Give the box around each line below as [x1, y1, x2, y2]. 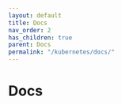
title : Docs [8, 19, 48, 27]
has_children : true [8, 33, 73, 42]
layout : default [8, 11, 62, 20]
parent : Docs [8, 41, 51, 49]
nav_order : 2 [8, 26, 51, 34]
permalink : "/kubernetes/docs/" [8, 48, 115, 56]
